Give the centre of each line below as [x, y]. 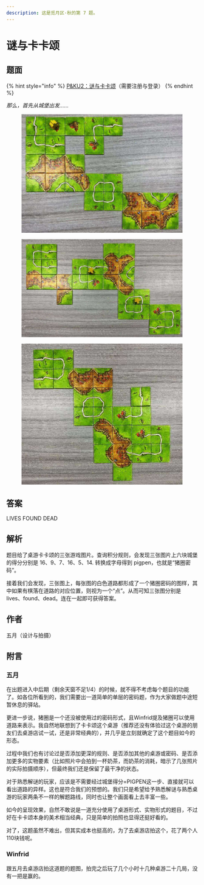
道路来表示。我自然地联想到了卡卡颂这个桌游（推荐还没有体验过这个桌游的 [99, 725]
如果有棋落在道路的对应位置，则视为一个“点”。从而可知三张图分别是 [96, 591]
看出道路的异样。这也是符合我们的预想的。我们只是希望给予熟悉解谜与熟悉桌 [102, 789]
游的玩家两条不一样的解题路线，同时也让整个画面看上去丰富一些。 [89, 797]
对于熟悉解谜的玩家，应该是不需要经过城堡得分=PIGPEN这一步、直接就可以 [100, 782]
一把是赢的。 [27, 876]
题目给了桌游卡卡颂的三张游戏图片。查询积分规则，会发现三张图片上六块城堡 [102, 555]
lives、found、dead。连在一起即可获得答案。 [63, 598]
